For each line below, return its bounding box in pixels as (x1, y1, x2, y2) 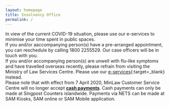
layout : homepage (5, 7, 42, 13)
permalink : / (5, 17, 33, 22)
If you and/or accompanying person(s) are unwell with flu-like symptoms (5, 58, 159, 64)
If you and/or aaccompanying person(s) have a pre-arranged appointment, (5, 42, 163, 48)
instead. (5, 74, 23, 81)
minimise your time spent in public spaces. (5, 36, 96, 42)
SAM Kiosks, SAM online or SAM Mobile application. (5, 96, 116, 102)
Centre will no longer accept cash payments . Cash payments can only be (5, 85, 161, 91)
